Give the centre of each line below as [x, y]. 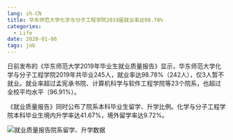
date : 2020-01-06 [32, 39]
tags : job [21, 46]
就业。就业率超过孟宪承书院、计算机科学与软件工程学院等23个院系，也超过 [114, 83]
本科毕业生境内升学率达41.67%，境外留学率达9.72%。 [90, 115]
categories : [24, 26]
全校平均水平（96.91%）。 [44, 92]
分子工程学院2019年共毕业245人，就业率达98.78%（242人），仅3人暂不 [121, 74]
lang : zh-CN [24, 13]
